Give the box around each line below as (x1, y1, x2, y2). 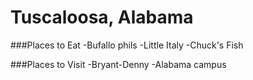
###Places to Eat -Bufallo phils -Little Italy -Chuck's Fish (10, 39, 244, 51)
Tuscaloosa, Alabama (10, 6, 194, 29)
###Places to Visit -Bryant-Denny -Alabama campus (10, 58, 227, 70)
